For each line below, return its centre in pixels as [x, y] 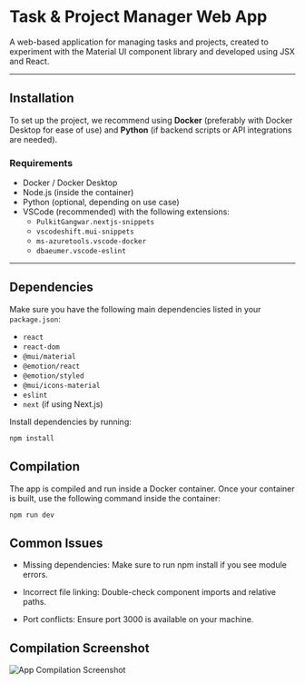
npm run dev [32, 515]
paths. [34, 602]
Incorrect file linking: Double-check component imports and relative [149, 592]
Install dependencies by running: [70, 421]
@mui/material [49, 356]
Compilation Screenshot [79, 648]
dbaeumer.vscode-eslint [81, 252]
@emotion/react [51, 366]
